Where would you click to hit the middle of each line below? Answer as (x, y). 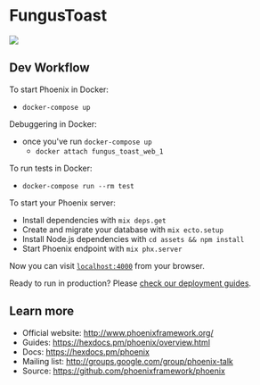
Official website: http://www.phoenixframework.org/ (118, 332)
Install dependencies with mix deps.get (94, 220)
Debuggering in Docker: (53, 124)
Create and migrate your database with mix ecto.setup (123, 230)
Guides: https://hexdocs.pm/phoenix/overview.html (116, 342)
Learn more (42, 311)
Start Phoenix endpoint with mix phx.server (102, 248)
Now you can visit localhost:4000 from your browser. (107, 265)
